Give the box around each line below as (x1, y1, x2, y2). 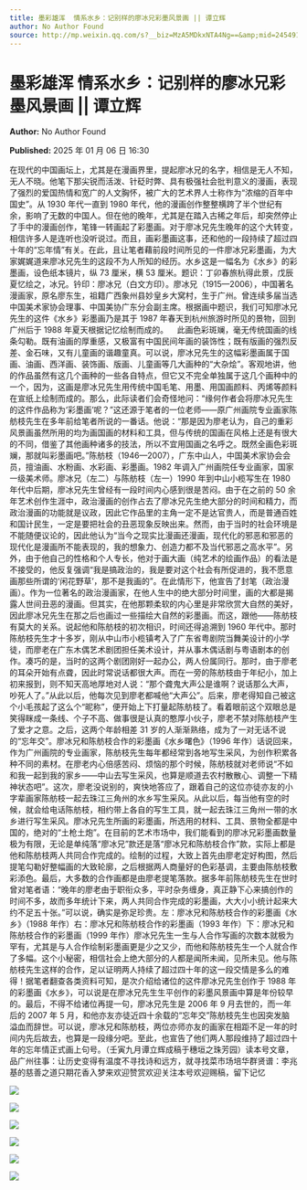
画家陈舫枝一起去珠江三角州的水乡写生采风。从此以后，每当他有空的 (25, 792, 281, 804)
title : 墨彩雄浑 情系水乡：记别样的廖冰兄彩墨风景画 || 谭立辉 (9, 13, 227, 23)
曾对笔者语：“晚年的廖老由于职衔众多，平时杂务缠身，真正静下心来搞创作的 (9, 884, 294, 896)
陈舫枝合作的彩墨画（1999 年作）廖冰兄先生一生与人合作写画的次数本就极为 (9, 930, 294, 941)
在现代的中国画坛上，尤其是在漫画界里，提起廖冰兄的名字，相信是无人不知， (9, 165, 298, 175)
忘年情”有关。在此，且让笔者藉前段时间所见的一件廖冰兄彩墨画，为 (37, 244, 290, 256)
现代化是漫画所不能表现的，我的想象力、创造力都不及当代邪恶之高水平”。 (9, 541, 286, 553)
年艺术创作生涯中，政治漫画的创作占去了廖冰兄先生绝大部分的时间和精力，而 (9, 495, 298, 507)
